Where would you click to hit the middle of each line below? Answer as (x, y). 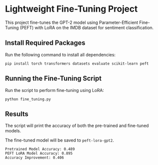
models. (13, 131)
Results (17, 114)
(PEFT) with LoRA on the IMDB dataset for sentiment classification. (87, 27)
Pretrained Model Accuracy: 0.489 (40, 149)
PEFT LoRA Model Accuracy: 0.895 (39, 154)
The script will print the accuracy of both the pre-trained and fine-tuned (77, 126)
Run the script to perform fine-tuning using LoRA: (55, 90)
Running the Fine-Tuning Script (53, 79)
